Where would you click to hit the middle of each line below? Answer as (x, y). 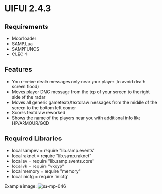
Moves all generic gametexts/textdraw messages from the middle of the (84, 102)
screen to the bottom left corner (44, 107)
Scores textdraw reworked (38, 112)
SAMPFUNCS (25, 49)
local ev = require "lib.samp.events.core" (53, 161)
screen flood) (25, 86)
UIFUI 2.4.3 (28, 9)
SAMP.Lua (22, 44)
